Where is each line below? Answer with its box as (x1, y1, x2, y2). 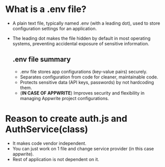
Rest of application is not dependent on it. (12, 156, 100, 162)
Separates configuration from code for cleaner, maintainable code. (20, 74, 158, 80)
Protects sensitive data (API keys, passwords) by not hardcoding (20, 79, 154, 85)
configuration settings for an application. (12, 25, 97, 31)
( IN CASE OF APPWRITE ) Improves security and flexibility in (20, 90, 145, 96)
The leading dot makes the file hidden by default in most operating (12, 35, 151, 41)
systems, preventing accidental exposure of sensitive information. (12, 40, 149, 46)
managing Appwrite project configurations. (20, 95, 109, 101)
